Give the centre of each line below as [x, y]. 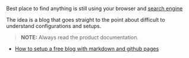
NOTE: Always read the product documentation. [79, 37]
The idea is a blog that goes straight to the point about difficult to [86, 20]
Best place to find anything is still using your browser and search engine [94, 8]
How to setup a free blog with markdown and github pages [87, 49]
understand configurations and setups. [54, 26]
